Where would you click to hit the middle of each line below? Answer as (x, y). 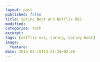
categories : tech (23, 28)
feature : (19, 47)
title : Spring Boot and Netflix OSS (43, 19)
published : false (23, 14)
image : (12, 42)
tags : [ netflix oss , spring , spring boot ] (50, 38)
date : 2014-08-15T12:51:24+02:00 (40, 51)
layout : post (19, 10)
